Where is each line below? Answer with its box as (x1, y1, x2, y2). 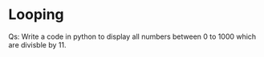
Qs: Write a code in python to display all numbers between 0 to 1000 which (8, 32, 257, 41)
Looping (8, 6, 64, 24)
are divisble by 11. (8, 40, 67, 49)
